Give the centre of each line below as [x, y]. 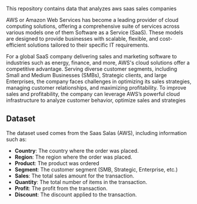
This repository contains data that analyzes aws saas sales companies [91, 9]
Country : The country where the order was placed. [77, 150]
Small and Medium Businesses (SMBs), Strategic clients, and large [86, 75]
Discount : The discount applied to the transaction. [76, 195]
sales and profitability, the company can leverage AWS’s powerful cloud [93, 94]
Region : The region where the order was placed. [73, 157]
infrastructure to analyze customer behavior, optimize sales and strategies [96, 100]
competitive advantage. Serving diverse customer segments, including [92, 69]
